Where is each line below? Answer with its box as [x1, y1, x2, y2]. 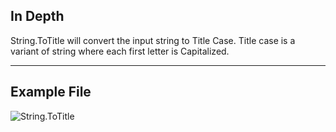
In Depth [10, 8, 65, 25]
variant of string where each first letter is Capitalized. [10, 45, 230, 57]
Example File [10, 84, 92, 101]
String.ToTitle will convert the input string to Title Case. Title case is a [10, 34, 296, 46]
